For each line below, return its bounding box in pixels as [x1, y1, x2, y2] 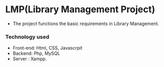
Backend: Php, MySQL [12, 50, 60, 57]
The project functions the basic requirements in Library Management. [12, 20, 159, 27]
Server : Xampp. [12, 56, 47, 62]
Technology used [5, 33, 50, 40]
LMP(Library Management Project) [5, 4, 155, 15]
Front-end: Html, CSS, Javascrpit [12, 45, 83, 51]
